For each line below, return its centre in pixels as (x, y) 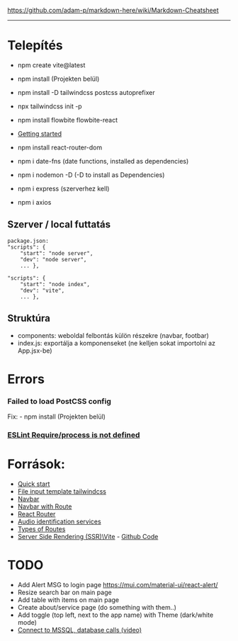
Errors (26, 379)
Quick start (34, 484)
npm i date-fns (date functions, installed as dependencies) (103, 161)
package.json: (28, 241)
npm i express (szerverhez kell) (63, 188)
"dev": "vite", (42, 290)
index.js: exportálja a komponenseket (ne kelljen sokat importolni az (117, 343)
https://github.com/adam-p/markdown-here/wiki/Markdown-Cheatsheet (113, 10)
